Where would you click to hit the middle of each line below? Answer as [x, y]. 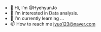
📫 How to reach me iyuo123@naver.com [53, 24]
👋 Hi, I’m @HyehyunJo [33, 8]
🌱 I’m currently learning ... [37, 18]
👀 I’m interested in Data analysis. [44, 13]
